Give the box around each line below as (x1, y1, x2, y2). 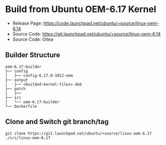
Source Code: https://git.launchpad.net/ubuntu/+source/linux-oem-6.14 (12, 31, 161, 37)
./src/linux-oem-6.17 (5, 135, 51, 140)
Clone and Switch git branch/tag (5, 117, 109, 126)
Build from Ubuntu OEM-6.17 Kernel (5, 4, 156, 15)
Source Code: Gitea (12, 36, 54, 42)
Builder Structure (5, 51, 60, 59)
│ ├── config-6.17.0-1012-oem (5, 73, 73, 78)
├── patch (5, 86, 26, 91)
